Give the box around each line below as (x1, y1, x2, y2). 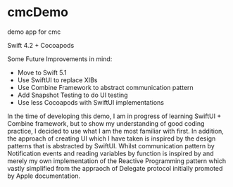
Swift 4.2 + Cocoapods (7, 41, 75, 49)
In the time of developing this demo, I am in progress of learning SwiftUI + (7, 112, 222, 120)
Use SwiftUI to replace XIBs (17, 75, 98, 84)
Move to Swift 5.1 (17, 68, 67, 77)
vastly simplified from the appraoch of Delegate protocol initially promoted (7, 164, 223, 172)
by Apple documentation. (7, 172, 81, 180)
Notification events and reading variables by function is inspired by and (7, 149, 214, 157)
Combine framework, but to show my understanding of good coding (7, 119, 205, 127)
